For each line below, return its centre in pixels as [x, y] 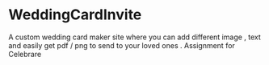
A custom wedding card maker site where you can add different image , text [134, 37]
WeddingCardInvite [75, 15]
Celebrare [25, 54]
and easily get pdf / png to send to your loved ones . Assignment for [122, 45]
